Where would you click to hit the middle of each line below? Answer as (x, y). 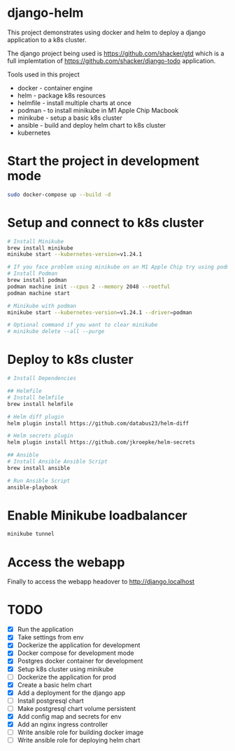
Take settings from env (50, 637)
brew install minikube (40, 248)
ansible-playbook (33, 487)
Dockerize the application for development (79, 645)
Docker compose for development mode (76, 653)
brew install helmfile (40, 404)
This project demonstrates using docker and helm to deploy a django (107, 32)
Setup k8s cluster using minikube (65, 669)
